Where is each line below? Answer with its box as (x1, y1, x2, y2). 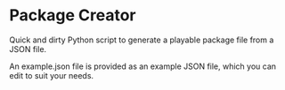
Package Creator (9, 5, 136, 26)
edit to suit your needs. (9, 70, 94, 80)
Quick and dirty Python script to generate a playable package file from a (9, 34, 274, 45)
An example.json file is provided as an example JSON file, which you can (9, 61, 277, 71)
